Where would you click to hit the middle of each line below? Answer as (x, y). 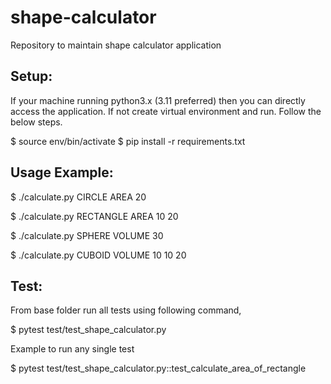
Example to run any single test (72, 349)
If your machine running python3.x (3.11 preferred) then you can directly (158, 100)
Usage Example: (62, 172)
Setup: (31, 76)
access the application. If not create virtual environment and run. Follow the (166, 111)
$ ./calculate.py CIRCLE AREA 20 (78, 197)
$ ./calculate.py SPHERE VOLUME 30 (87, 235)
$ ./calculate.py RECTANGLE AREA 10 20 (94, 216)
